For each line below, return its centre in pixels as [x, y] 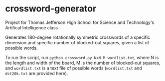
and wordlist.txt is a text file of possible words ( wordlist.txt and [74, 68]
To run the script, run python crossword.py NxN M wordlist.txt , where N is [82, 57]
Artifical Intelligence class [32, 27]
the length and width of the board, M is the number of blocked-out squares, [83, 63]
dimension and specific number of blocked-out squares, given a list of [77, 42]
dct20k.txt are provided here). [37, 73]
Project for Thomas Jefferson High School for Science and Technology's [80, 22]
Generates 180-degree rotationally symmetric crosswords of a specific [78, 37]
